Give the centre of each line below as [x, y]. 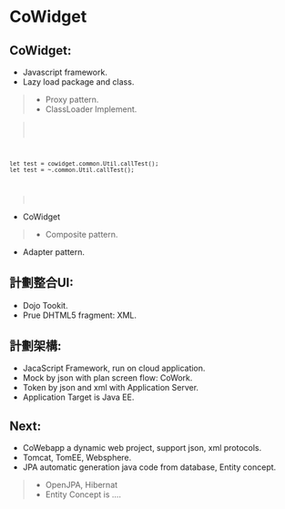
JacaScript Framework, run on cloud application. [114, 368]
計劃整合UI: [42, 283]
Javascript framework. [65, 72]
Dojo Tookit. [45, 305]
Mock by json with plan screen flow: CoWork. [107, 378]
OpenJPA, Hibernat [81, 485]
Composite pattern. [81, 234]
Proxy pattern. [72, 99]
